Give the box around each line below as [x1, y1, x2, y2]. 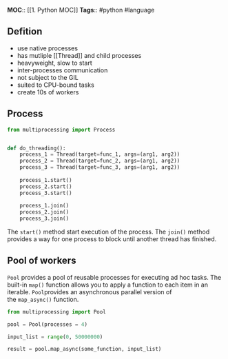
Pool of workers [7, 255, 76, 267]
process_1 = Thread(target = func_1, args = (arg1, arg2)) [19, 151, 180, 158]
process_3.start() [19, 189, 72, 196]
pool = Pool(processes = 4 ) [7, 320, 88, 328]
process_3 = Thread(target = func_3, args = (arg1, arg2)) [19, 164, 180, 171]
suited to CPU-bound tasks [17, 81, 94, 89]
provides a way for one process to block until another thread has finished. [7, 235, 217, 243]
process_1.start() [19, 176, 72, 183]
